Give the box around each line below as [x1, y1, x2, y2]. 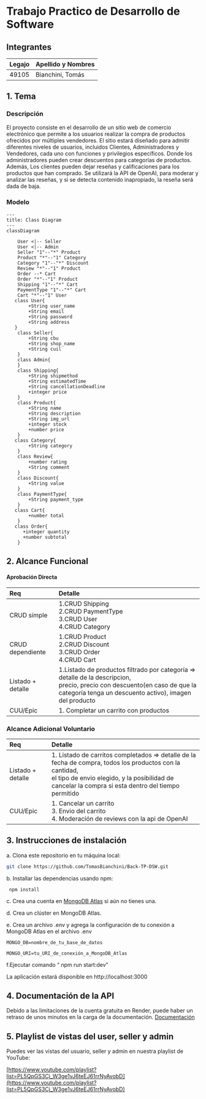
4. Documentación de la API [6, 990, 115, 1001]
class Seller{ [17, 330, 53, 336]
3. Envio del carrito [51, 807, 106, 815]
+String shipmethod [28, 373, 78, 379]
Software [6, 17, 54, 31]
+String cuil [28, 346, 62, 352]
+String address [28, 319, 70, 325]
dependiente [9, 647, 46, 656]
